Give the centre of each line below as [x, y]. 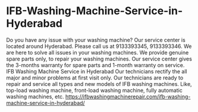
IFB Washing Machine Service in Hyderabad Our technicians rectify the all [97, 71]
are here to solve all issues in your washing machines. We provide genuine [98, 52]
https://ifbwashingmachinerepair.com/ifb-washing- [128, 97]
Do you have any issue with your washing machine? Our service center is [96, 40]
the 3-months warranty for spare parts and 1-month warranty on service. [95, 65]
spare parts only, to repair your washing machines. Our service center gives [99, 59]
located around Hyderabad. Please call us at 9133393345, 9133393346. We [99, 46]
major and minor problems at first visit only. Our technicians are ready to [95, 78]
